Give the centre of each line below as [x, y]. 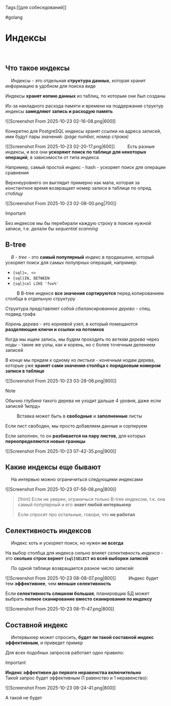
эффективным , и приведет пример [44, 643]
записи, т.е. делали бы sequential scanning [52, 228]
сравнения [17, 172]
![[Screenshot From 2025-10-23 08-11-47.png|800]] [60, 609]
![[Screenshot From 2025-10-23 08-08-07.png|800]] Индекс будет [82, 578]
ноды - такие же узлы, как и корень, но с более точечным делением [80, 344]
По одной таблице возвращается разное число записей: [72, 568]
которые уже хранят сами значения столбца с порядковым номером [83, 365]
